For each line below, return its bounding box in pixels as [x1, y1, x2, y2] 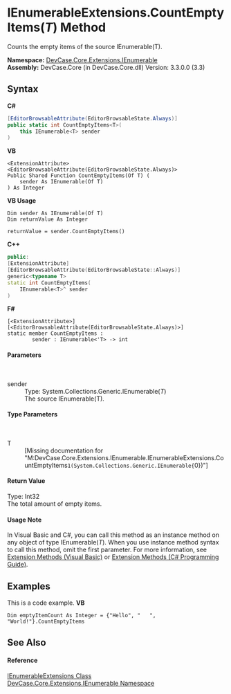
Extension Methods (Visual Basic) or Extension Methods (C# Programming [7, 553, 219, 561]
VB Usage [7, 197, 37, 205]
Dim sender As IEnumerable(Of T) [7, 210, 104, 217]
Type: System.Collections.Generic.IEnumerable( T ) [24, 387, 167, 395]
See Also [7, 637, 46, 648]
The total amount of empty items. [7, 500, 102, 508]
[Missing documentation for [24, 446, 104, 455]
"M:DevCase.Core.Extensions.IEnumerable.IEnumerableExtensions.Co [24, 453, 224, 462]
